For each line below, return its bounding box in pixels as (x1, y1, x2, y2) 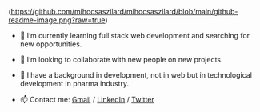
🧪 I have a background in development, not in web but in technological (19, 70, 252, 79)
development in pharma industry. (19, 79, 130, 88)
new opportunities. (19, 39, 82, 49)
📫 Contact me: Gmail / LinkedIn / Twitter (19, 95, 154, 104)
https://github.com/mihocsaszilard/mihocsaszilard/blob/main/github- (10, 7, 238, 16)
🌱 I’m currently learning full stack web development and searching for (19, 31, 250, 40)
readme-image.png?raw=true (8, 15, 106, 25)
